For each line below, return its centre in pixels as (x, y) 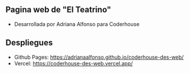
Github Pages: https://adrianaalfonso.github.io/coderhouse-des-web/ (99, 57)
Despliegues (29, 43)
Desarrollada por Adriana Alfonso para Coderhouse (77, 24)
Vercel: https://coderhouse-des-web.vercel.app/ (73, 63)
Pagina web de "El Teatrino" (59, 10)
